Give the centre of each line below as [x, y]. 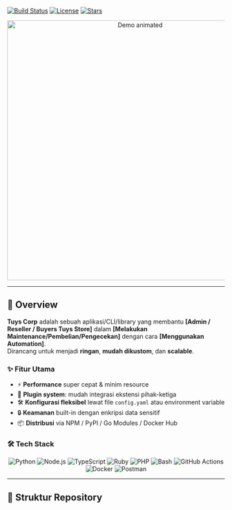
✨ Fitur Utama [31, 369]
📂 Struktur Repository [55, 497]
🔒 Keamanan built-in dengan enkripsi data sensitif [88, 413]
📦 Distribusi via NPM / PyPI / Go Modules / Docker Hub [97, 423]
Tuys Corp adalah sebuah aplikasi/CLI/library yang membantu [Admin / [109, 322]
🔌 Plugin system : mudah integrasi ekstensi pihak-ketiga [97, 394]
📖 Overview [32, 305]
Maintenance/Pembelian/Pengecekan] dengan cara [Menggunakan [106, 336]
